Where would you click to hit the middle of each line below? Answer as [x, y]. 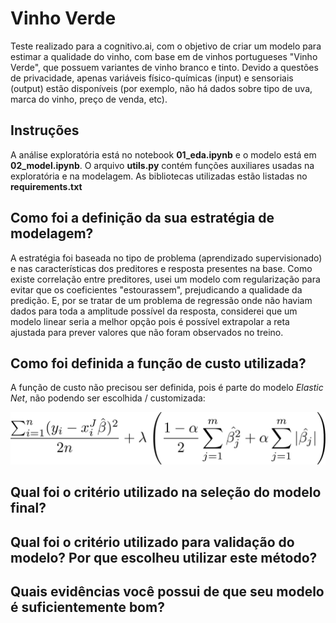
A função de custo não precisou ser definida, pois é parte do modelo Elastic [167, 388]
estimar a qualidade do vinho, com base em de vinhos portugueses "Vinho [164, 56]
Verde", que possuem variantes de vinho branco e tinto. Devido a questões [164, 67]
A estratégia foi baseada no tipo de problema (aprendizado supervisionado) [166, 258]
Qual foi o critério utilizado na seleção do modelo [166, 492]
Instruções [45, 130]
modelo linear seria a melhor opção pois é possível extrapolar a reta [150, 321]
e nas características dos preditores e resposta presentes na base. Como [161, 268]
